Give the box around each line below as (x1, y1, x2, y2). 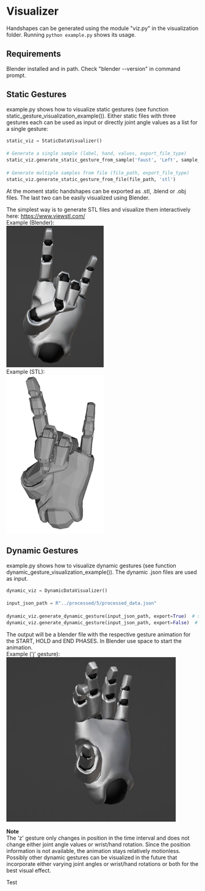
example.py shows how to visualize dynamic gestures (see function (6, 562, 177, 569)
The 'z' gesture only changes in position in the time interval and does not (6, 834, 190, 841)
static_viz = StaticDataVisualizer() (6, 138, 103, 144)
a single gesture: (6, 125, 49, 132)
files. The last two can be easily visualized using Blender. (6, 194, 150, 201)
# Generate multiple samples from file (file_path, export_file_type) (6, 170, 190, 176)
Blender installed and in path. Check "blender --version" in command (6, 65, 181, 72)
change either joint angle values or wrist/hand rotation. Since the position (6, 840, 191, 848)
